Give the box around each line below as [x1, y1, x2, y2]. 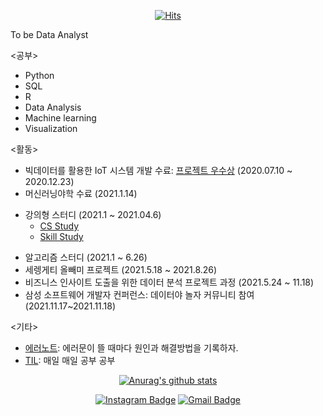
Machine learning [24, 112, 97, 124]
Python [24, 70, 55, 81]
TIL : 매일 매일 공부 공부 [24, 355, 116, 366]
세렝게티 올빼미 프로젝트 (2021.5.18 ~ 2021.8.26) [24, 264, 218, 275]
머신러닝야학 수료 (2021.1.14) [24, 188, 138, 199]
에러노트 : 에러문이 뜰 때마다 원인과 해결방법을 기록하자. [24, 342, 239, 354]
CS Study [39, 220, 80, 232]
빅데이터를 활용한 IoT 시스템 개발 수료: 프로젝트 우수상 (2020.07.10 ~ [24, 165, 293, 176]
